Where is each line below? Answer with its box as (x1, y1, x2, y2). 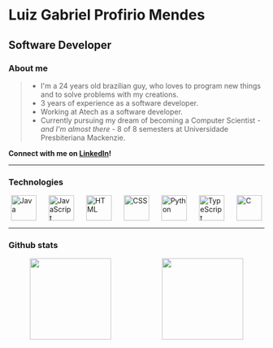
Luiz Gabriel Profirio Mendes (8, 6, 206, 24)
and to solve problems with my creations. (40, 89, 179, 99)
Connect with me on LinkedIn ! (8, 148, 112, 158)
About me (8, 63, 49, 74)
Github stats (8, 240, 58, 251)
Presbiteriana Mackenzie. (40, 133, 126, 142)
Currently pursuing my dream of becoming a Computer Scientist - (40, 115, 262, 125)
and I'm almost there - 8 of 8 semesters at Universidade (40, 124, 229, 133)
